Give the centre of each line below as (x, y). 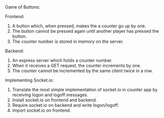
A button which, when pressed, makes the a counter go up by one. (79, 26)
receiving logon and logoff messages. (50, 95)
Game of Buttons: (23, 7)
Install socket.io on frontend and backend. (54, 100)
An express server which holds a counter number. (62, 60)
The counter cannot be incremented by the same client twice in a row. (82, 71)
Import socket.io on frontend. (41, 110)
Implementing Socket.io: (29, 80)
